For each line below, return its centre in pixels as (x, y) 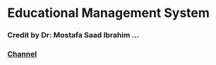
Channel (22, 54)
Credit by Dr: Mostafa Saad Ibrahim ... (73, 35)
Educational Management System (109, 13)
